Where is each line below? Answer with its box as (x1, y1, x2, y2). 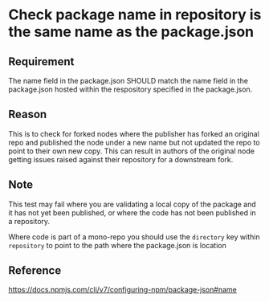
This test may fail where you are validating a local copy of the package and (8, 199, 257, 209)
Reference (8, 263, 62, 278)
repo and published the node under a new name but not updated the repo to (8, 137, 260, 147)
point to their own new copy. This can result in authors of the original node (8, 146, 255, 156)
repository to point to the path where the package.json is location (8, 240, 226, 250)
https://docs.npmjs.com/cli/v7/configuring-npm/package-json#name (8, 285, 237, 295)
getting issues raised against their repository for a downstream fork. (8, 154, 234, 164)
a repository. (8, 216, 51, 226)
